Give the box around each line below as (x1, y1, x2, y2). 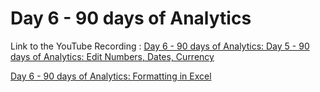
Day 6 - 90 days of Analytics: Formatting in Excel (10, 70, 212, 82)
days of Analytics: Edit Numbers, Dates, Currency (10, 50, 215, 62)
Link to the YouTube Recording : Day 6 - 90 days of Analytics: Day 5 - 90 (10, 40, 310, 52)
